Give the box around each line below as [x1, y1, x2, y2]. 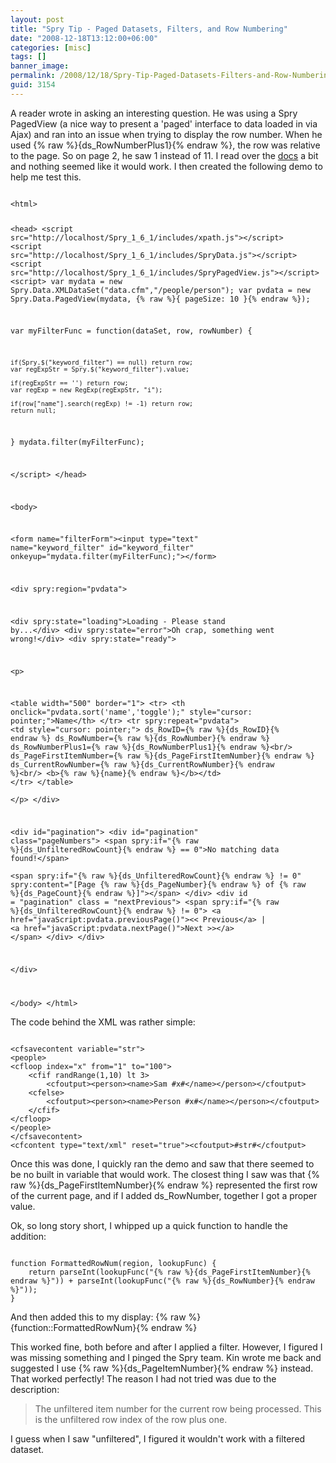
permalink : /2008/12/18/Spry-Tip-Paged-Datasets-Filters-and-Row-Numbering [10, 71, 333, 81]
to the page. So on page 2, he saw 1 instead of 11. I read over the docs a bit [10, 149, 319, 161]
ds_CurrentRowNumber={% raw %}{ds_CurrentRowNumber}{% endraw [10, 760, 275, 770]
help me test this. [10, 171, 82, 183]
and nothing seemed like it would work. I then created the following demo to [10, 160, 323, 172]
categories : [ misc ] [10, 42, 92, 53]
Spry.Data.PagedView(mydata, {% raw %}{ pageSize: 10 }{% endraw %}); [10, 294, 311, 304]
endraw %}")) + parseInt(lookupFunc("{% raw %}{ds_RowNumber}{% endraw [10, 1276, 315, 1286]
